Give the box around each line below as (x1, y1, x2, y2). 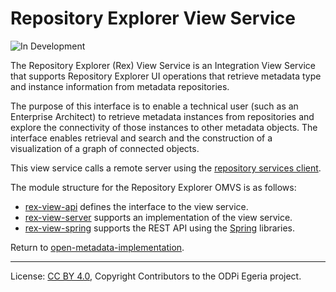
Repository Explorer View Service (10, 7, 296, 30)
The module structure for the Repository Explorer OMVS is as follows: (10, 181, 297, 193)
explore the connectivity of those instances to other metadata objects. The (10, 121, 318, 133)
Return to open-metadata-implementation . (10, 241, 185, 253)
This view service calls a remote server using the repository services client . (10, 162, 322, 174)
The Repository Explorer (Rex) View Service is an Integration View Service (10, 59, 316, 71)
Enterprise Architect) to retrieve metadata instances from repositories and (10, 110, 315, 122)
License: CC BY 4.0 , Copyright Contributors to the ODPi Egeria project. (10, 270, 302, 282)
